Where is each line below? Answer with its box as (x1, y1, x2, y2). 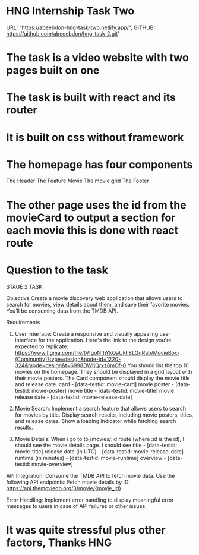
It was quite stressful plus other (6, 523, 166, 537)
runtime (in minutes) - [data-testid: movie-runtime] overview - (14, 454, 166, 461)
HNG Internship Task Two (6, 4, 135, 18)
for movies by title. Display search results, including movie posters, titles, (14, 411, 194, 418)
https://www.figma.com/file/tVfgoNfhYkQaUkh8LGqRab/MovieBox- (14, 349, 180, 356)
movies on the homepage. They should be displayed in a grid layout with (14, 368, 192, 375)
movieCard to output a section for (6, 211, 176, 224)
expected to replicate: (14, 343, 69, 350)
